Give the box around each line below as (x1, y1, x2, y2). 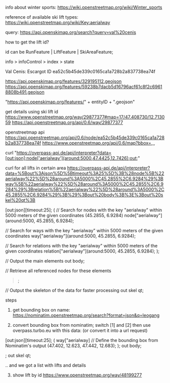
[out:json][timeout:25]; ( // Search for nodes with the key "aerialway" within (5, 207, 162, 213)
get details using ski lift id (5, 109, 58, 114)
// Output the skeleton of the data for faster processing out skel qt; (5, 287, 144, 293)
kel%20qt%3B (5, 197, 35, 203)
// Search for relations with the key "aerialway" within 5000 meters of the (5, 243, 158, 248)
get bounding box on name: (12, 307, 70, 313)
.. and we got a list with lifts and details (5, 362, 86, 368)
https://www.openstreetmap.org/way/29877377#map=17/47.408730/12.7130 (5, 114, 165, 120)
